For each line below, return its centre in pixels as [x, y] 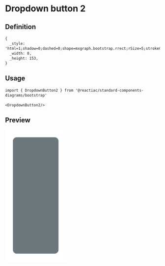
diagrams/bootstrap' [26, 95]
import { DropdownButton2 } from [39, 90]
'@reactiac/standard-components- [110, 90]
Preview [18, 120]
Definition [20, 27]
